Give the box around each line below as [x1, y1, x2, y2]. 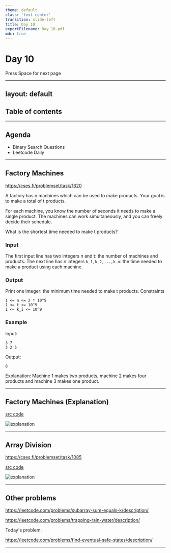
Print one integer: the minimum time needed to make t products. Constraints [5, 288, 164, 294]
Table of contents [5, 107, 62, 116]
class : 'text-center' [5, 12, 51, 17]
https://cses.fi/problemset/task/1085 [5, 454, 82, 460]
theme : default [5, 7, 38, 13]
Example [5, 319, 27, 326]
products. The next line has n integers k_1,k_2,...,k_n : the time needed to [5, 259, 162, 265]
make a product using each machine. [5, 264, 83, 270]
